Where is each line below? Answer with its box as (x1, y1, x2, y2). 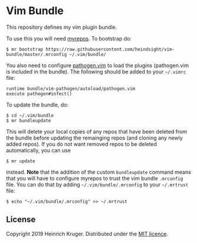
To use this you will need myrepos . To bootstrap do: (6, 35, 132, 42)
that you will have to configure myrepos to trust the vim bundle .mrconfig (6, 175, 183, 182)
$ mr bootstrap (6, 46, 44, 52)
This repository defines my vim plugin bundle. (6, 24, 118, 31)
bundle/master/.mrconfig (6, 51, 67, 57)
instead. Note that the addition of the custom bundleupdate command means (6, 168, 191, 175)
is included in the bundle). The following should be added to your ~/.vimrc (6, 68, 186, 75)
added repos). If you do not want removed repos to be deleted (6, 140, 157, 148)
